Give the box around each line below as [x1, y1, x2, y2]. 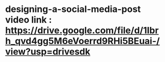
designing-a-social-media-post [5, 3, 141, 15]
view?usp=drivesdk [5, 46, 91, 57]
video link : [5, 14, 52, 25]
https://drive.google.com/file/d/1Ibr [5, 25, 159, 36]
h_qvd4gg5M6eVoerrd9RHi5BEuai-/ [5, 35, 160, 47]
